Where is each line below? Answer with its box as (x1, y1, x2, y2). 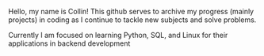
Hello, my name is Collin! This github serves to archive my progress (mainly (8, 7, 254, 16)
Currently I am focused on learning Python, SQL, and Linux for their (8, 31, 228, 39)
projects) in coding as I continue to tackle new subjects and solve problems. (8, 15, 257, 24)
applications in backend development (8, 39, 131, 48)
